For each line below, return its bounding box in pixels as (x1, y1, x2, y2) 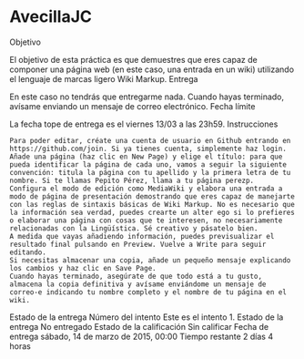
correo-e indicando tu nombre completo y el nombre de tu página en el (9, 287, 287, 297)
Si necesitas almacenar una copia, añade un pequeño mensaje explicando (9, 255, 291, 265)
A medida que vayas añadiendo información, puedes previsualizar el (9, 231, 275, 241)
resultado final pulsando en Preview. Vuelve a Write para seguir (9, 240, 267, 249)
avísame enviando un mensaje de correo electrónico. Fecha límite (9, 100, 256, 111)
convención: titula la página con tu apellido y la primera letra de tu (9, 168, 291, 177)
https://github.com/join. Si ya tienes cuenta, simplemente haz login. (9, 144, 287, 153)
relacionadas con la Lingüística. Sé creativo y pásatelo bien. (9, 223, 258, 233)
